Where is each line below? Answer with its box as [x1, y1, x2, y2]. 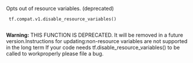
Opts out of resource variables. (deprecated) [6, 5, 114, 12]
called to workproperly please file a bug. [6, 50, 104, 57]
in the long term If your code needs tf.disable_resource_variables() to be [6, 44, 180, 51]
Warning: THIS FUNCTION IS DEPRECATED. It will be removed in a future [6, 32, 184, 38]
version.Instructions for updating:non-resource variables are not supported [6, 38, 188, 44]
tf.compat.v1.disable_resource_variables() [8, 16, 117, 22]
